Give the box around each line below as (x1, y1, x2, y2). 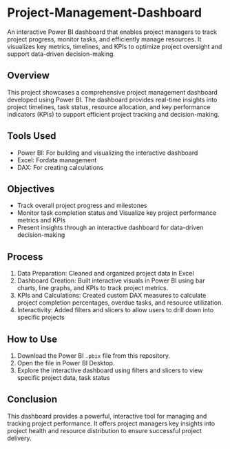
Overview (7, 70, 50, 82)
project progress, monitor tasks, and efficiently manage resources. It (7, 35, 202, 43)
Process (7, 251, 43, 262)
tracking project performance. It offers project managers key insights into (7, 419, 216, 428)
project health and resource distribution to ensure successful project (7, 426, 202, 434)
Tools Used (7, 130, 56, 142)
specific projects (17, 313, 65, 322)
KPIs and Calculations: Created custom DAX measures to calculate (17, 292, 207, 300)
